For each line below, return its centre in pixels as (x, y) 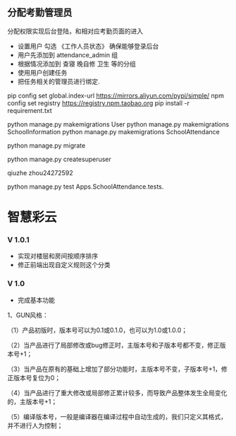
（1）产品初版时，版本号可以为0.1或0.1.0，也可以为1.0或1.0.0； (98, 330)
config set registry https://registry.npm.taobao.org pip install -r (99, 103)
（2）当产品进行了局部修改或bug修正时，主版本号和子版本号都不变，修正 (113, 345)
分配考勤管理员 (40, 13)
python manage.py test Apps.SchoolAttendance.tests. (86, 187)
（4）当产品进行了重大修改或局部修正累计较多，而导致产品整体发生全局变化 (117, 393)
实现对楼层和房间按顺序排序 (58, 256)
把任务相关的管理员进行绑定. (58, 81)
